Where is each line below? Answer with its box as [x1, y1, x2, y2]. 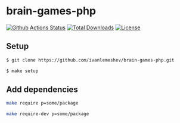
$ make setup [6, 67, 39, 74]
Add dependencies [6, 84, 79, 94]
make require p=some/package [6, 100, 79, 106]
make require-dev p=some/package [6, 111, 89, 117]
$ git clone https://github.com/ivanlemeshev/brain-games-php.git [6, 57, 175, 63]
